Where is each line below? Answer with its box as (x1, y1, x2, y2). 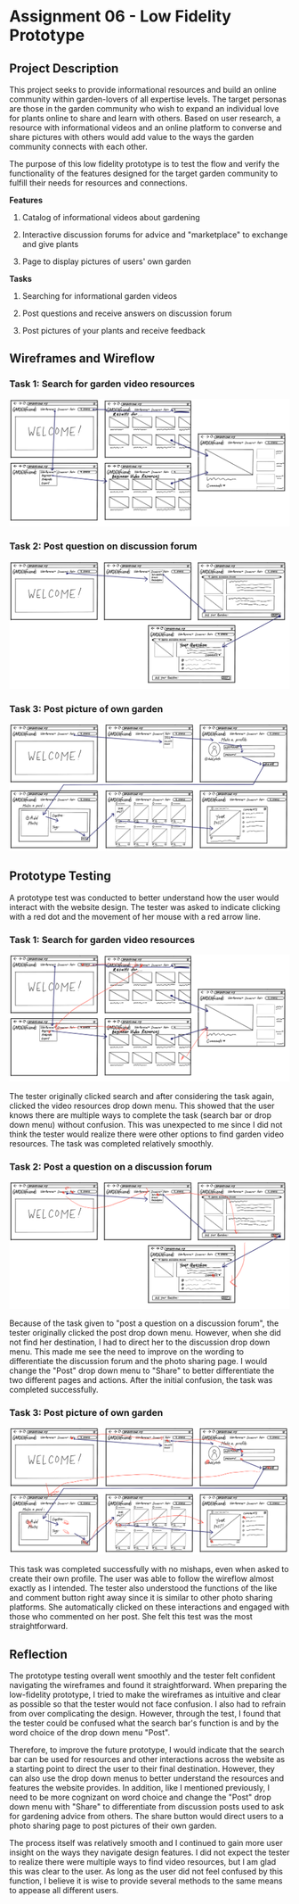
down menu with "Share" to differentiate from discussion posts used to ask (9, 1801, 285, 1812)
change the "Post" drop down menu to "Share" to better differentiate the (9, 1365, 275, 1376)
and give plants (21, 239, 79, 249)
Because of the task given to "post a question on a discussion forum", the (9, 1318, 279, 1329)
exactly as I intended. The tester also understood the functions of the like (9, 1583, 278, 1594)
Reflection (9, 1646, 69, 1661)
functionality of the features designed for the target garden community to (9, 168, 279, 178)
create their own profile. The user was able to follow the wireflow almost (9, 1573, 274, 1585)
